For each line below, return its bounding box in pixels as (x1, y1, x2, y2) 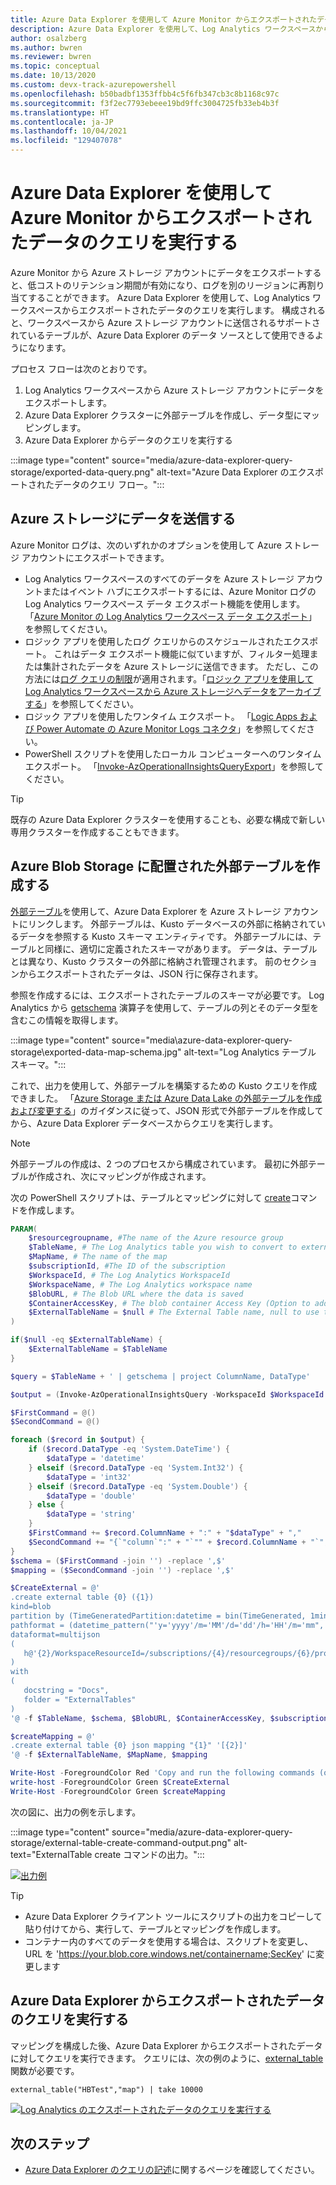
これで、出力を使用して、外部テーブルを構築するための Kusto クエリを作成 (10, 1079, 318, 1091)
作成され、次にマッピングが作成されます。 (36, 1170, 212, 1182)
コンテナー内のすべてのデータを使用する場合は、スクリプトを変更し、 (24, 1935, 314, 1947)
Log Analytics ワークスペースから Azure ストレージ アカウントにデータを (24, 384, 325, 396)
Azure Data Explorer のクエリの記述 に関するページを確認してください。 (24, 2164, 320, 2176)
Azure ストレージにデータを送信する (10, 511, 236, 528)
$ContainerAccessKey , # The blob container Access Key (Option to (28, 1298, 311, 1308)
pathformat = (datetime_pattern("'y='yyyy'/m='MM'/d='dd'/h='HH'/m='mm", (10, 1620, 325, 1630)
